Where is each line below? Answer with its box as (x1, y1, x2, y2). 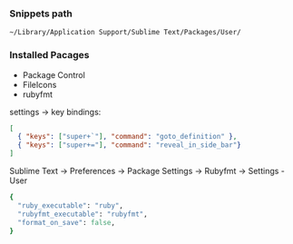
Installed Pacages (9, 49, 90, 62)
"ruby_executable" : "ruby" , (17, 200, 124, 210)
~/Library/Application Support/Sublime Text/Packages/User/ (9, 28, 242, 37)
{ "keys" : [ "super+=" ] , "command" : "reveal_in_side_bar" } (17, 141, 242, 150)
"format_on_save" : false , (17, 218, 116, 227)
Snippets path (9, 7, 73, 20)
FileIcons (22, 79, 57, 90)
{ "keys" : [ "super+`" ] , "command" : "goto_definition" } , (17, 132, 238, 142)
